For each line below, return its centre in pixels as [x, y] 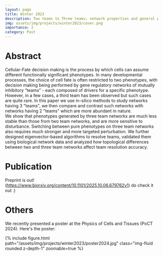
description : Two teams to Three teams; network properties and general [80, 18]
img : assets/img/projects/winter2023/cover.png [54, 23]
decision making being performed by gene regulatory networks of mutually [80, 85]
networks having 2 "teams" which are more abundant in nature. [68, 111]
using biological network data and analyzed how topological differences [77, 142]
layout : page [18, 9]
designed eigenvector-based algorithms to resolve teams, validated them [78, 137]
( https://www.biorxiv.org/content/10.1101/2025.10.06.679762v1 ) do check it [79, 185]
